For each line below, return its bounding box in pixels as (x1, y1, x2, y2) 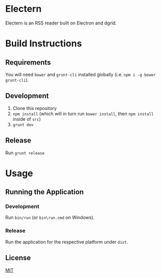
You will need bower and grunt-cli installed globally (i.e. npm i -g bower (5, 71, 156, 77)
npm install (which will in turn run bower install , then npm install (12, 110, 154, 117)
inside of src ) (12, 116, 41, 122)
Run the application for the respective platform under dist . (5, 239, 128, 245)
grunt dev (12, 122, 34, 127)
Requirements (5, 58, 51, 67)
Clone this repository (12, 105, 57, 111)
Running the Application (5, 188, 84, 197)
